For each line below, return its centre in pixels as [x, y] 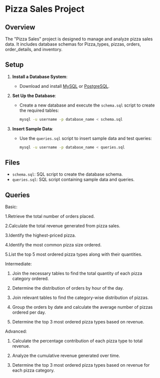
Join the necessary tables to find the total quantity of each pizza [77, 273]
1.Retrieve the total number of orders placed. [50, 216]
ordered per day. [29, 312]
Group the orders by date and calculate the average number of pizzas [82, 307]
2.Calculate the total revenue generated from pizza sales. [63, 226]
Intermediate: [19, 264]
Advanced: [16, 331]
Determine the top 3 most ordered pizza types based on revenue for [81, 365]
